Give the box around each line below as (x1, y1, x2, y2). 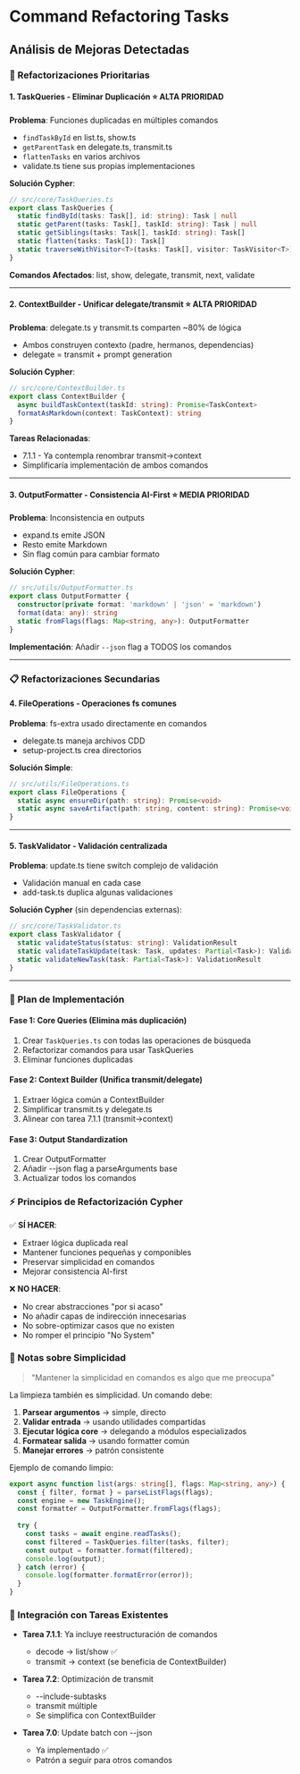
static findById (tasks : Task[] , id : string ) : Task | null (17, 212, 238, 221)
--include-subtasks (35, 1691, 107, 1702)
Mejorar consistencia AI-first (21, 1266, 128, 1277)
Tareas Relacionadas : (9, 433, 91, 444)
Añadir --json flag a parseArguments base (21, 1163, 178, 1174)
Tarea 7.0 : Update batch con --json (21, 1727, 153, 1738)
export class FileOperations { (9, 787, 126, 797)
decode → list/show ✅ (35, 1646, 118, 1657)
